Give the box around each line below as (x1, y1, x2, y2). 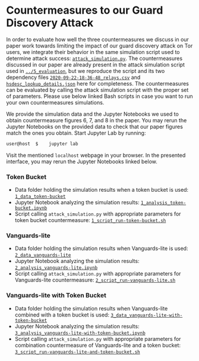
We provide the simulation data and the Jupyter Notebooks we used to (6, 110, 179, 118)
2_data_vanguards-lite (14, 252, 71, 258)
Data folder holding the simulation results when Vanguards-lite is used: (14, 245, 188, 252)
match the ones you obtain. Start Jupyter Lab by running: (6, 129, 146, 137)
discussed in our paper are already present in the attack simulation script (6, 61, 185, 68)
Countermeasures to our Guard (6, 4, 163, 17)
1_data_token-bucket (14, 194, 66, 199)
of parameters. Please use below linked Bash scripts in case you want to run (6, 93, 193, 100)
